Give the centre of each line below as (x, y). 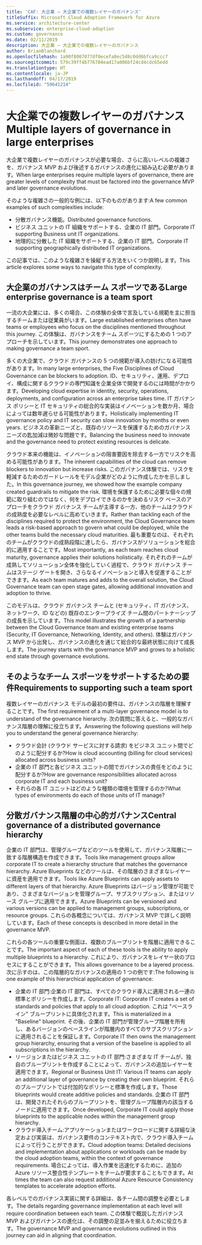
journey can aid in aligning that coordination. (61, 1235)
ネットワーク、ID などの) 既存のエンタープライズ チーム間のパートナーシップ (101, 613)
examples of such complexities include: (55, 207)
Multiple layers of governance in (89, 129)
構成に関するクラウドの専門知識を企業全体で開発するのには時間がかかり (106, 383)
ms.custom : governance (35, 34)
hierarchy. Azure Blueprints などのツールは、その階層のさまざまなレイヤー (99, 872)
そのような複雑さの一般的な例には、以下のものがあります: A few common (97, 200)
